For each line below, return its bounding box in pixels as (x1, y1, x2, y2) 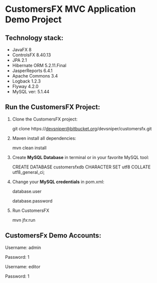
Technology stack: (5, 34, 64, 42)
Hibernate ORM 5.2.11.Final (12, 63, 66, 68)
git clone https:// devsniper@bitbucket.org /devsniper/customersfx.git (12, 125, 152, 131)
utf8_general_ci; (12, 169, 45, 175)
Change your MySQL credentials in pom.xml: (12, 179, 105, 185)
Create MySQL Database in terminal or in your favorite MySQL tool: (12, 154, 149, 160)
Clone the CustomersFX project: (12, 116, 78, 122)
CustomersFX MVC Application (5, 3, 136, 15)
